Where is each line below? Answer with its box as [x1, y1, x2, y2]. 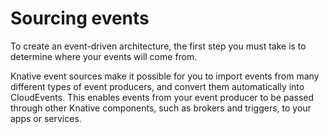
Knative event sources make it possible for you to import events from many [10, 70, 320, 82]
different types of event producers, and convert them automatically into [10, 80, 305, 92]
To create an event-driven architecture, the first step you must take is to [10, 40, 307, 52]
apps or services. [10, 112, 82, 124]
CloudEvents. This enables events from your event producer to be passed [10, 91, 315, 103]
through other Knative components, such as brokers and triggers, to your [10, 102, 312, 114]
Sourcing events [10, 7, 150, 30]
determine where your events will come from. [10, 50, 198, 62]
